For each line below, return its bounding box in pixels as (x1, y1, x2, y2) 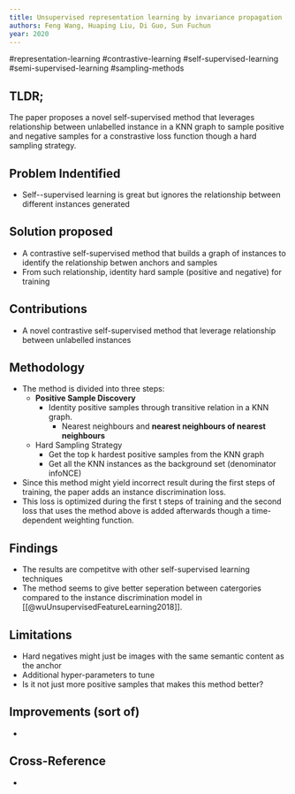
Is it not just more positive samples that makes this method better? (21, 679, 264, 690)
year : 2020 (9, 29, 49, 38)
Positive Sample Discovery (34, 393, 136, 403)
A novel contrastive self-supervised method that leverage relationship (21, 324, 276, 336)
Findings (9, 540, 59, 555)
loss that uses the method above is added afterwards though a (21, 506, 250, 516)
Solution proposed (9, 225, 113, 240)
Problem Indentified (9, 165, 121, 181)
